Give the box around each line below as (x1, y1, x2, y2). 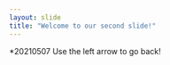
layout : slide (9, 12, 62, 22)
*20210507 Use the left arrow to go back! (9, 45, 161, 56)
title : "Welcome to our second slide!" (9, 21, 157, 30)
